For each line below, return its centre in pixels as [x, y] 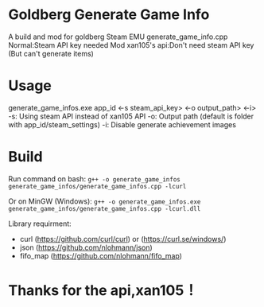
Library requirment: [40, 223]
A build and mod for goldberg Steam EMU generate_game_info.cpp [118, 37]
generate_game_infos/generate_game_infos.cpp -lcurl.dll [105, 208]
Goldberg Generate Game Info [109, 15]
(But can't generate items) [51, 53]
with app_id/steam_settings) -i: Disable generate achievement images [122, 124]
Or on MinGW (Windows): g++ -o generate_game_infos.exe [105, 201]
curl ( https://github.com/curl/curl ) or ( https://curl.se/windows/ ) [123, 239]
